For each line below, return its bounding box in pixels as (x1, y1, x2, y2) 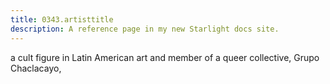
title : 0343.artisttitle (10, 14, 114, 25)
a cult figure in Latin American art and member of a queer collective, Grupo (10, 51, 320, 63)
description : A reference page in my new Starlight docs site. (10, 24, 280, 34)
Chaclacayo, (10, 62, 62, 74)
